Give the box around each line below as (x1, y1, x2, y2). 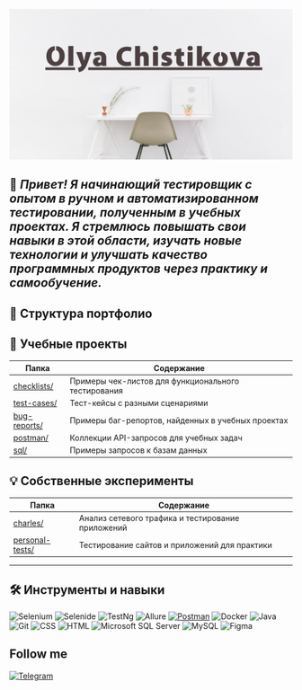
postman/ (13, 432, 49, 443)
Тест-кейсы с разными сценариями (69, 398, 209, 409)
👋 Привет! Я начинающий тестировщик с (9, 177, 253, 192)
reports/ (13, 420, 43, 430)
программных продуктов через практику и (9, 261, 268, 277)
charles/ (13, 517, 44, 528)
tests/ (13, 544, 34, 555)
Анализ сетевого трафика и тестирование (79, 513, 240, 524)
